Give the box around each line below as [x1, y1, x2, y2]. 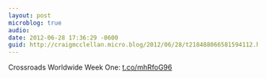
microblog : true [8, 19, 62, 27]
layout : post [8, 11, 51, 20]
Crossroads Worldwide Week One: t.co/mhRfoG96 [8, 62, 173, 72]
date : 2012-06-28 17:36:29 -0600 [8, 33, 119, 42]
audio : [8, 26, 30, 34]
